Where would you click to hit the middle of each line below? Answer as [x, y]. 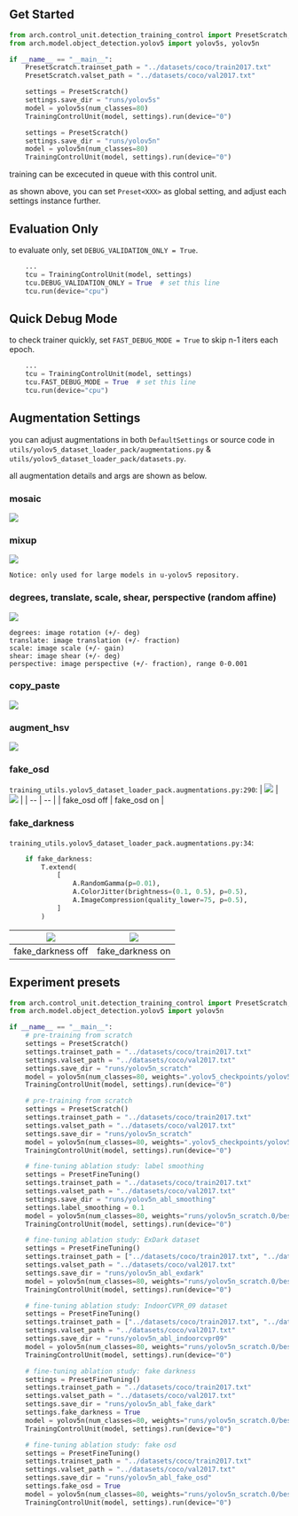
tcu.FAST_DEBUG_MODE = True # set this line [111, 382]
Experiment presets [65, 982]
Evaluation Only [54, 228]
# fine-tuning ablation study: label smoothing [114, 1166]
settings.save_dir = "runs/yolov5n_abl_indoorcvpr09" [126, 1339]
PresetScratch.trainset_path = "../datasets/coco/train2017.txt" [149, 67]
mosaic [25, 499]
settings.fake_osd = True [73, 1486]
